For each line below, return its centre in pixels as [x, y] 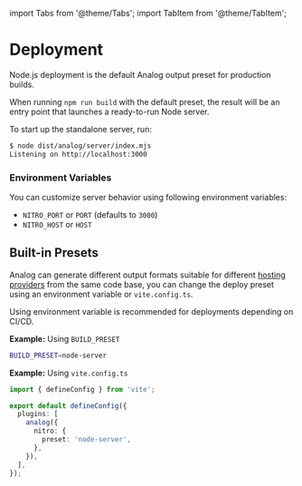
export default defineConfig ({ [68, 406]
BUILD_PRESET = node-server [58, 355]
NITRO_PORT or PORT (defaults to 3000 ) [90, 214]
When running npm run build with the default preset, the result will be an [145, 102]
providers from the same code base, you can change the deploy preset [142, 284]
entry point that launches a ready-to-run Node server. [109, 112]
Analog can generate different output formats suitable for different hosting [148, 275]
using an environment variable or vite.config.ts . [101, 294]
